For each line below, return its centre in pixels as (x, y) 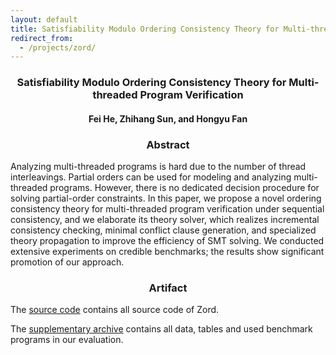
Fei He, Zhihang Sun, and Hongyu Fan (168, 118)
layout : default (44, 19)
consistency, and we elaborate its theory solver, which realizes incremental (165, 220)
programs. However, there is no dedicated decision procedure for (184, 188)
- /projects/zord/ (58, 47)
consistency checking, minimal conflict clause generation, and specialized (163, 230)
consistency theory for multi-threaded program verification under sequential (167, 209)
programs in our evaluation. (67, 340)
